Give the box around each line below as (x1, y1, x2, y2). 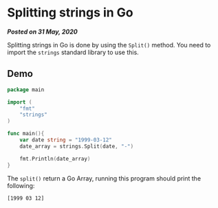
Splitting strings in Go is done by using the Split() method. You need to (7, 41, 211, 49)
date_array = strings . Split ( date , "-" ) (19, 143, 134, 150)
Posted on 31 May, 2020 (7, 27, 78, 36)
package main (7, 86, 45, 93)
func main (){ (7, 130, 45, 137)
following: (7, 181, 35, 189)
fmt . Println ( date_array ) (19, 155, 91, 162)
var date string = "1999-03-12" (19, 137, 112, 143)
